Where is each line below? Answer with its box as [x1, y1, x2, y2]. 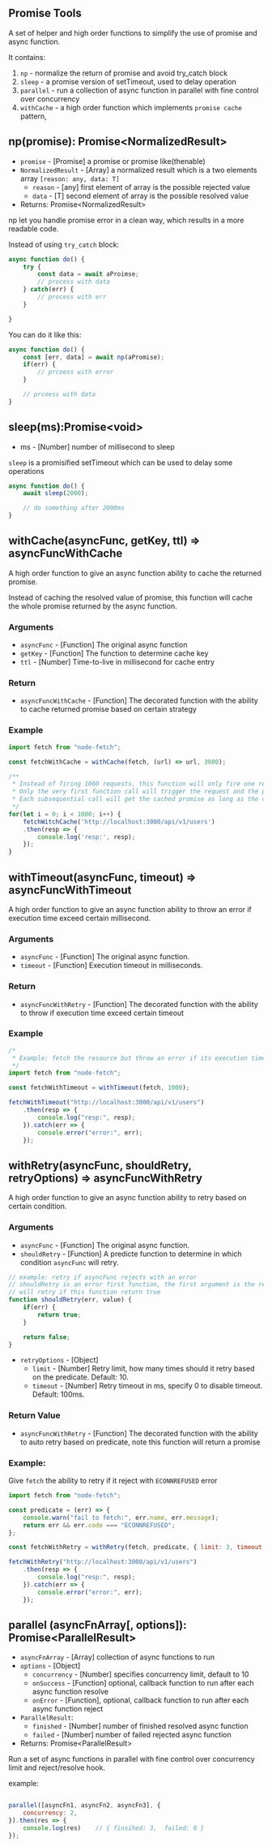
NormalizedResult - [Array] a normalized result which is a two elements [19, 165, 257, 174]
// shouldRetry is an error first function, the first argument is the [8, 1281, 255, 1289]
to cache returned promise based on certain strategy [19, 704, 197, 714]
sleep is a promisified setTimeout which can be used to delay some [8, 458, 233, 467]
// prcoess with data [23, 390, 96, 398]
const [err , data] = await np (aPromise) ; [23, 353, 164, 361]
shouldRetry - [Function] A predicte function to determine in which [19, 1249, 242, 1259]
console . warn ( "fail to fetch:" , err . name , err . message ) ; [23, 1513, 219, 1522]
